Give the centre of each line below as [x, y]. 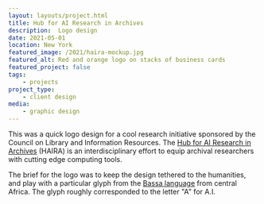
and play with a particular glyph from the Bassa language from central [122, 183]
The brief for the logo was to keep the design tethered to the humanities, [127, 175]
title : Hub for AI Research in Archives [76, 23]
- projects [41, 82]
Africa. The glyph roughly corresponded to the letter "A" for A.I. [112, 192]
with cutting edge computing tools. [66, 159]
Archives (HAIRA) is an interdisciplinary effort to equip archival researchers [131, 151]
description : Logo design [53, 30]
